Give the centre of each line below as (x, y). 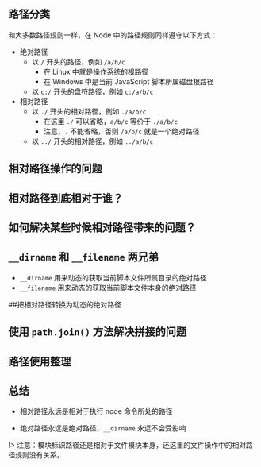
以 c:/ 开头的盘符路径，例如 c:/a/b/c (92, 91)
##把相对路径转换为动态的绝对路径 (65, 304)
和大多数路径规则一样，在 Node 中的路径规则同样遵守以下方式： (113, 35)
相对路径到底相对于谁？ (65, 198)
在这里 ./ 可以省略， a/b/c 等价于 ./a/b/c (111, 121)
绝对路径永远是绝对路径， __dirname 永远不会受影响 (103, 428)
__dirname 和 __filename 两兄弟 (84, 257)
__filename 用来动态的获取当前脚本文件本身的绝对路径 (108, 288)
